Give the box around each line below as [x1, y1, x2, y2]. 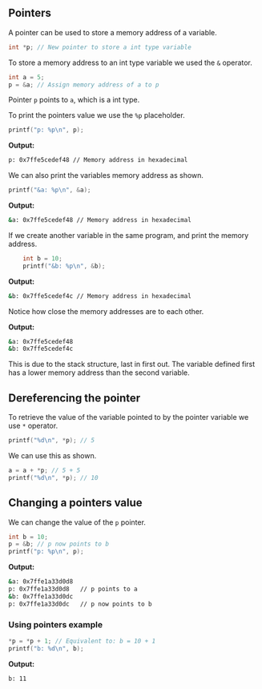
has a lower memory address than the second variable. [8, 368, 190, 377]
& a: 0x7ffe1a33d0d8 [8, 578, 74, 586]
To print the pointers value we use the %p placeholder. [8, 111, 186, 120]
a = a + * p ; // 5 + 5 [8, 466, 81, 474]
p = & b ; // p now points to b [8, 540, 110, 548]
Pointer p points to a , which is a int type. [8, 95, 140, 105]
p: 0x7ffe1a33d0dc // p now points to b [8, 600, 152, 608]
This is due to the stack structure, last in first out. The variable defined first [8, 360, 256, 369]
